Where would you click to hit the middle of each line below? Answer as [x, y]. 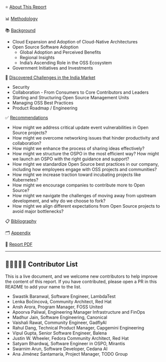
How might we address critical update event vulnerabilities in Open [80, 127]
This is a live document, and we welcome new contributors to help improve [82, 276]
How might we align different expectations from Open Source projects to [86, 206]
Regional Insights [37, 57]
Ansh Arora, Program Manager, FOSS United [57, 307]
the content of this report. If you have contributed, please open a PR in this [81, 281]
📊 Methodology [21, 18]
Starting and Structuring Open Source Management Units [71, 97]
